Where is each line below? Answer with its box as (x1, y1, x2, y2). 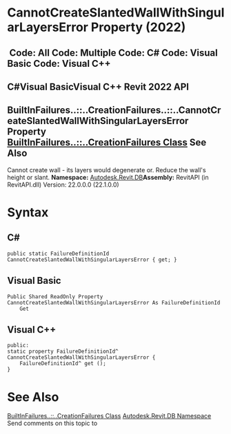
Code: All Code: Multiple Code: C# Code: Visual (9, 47, 219, 59)
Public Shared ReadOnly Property (7, 293, 103, 300)
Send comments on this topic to (7, 419, 98, 428)
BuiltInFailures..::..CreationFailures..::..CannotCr (7, 105, 221, 116)
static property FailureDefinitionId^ (7, 348, 119, 355)
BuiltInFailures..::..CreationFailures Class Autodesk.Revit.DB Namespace (7, 412, 212, 420)
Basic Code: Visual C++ (7, 57, 112, 70)
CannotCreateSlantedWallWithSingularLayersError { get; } (7, 256, 177, 263)
